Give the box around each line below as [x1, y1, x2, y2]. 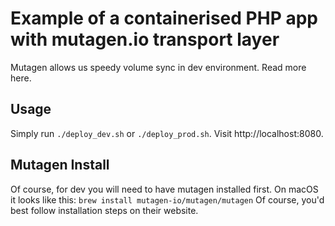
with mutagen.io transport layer [10, 28, 280, 51]
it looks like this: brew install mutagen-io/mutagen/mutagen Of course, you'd [10, 193, 325, 206]
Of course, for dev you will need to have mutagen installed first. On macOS [10, 183, 319, 195]
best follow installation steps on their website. [10, 204, 199, 216]
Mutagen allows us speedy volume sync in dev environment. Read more [10, 61, 307, 73]
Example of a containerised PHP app [10, 7, 318, 30]
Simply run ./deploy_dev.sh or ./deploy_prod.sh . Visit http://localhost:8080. [10, 127, 324, 139]
